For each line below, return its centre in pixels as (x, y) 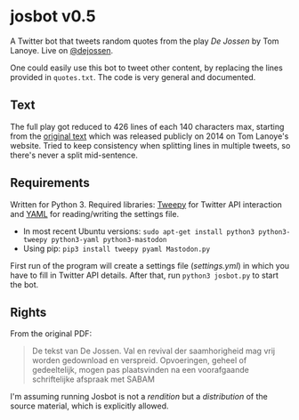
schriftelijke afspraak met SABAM (93, 379)
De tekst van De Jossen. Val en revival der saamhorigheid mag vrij (153, 351)
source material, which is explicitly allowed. (89, 406)
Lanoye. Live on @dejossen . (62, 50)
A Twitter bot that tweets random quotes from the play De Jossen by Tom (145, 41)
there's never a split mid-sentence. (74, 155)
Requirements (50, 183)
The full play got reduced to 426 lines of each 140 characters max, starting (147, 126)
